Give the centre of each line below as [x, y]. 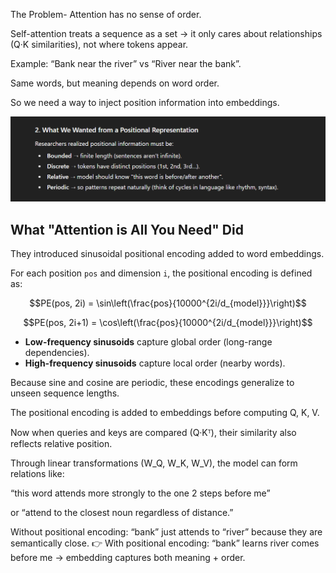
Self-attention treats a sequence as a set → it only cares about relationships [166, 33]
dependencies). [57, 353]
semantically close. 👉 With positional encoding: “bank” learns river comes [165, 543]
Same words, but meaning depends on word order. [115, 83]
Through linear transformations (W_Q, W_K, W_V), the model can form [154, 463]
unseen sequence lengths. [65, 393]
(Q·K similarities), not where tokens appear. [99, 44]
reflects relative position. [61, 444]
